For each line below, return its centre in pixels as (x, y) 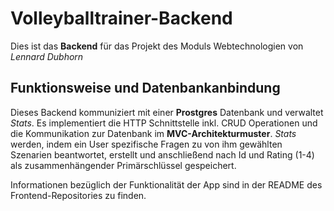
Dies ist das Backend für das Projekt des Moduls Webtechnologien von (157, 46)
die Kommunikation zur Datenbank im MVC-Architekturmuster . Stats (153, 133)
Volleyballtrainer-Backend (121, 18)
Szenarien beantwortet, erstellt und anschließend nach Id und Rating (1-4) (162, 154)
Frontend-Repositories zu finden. (78, 195)
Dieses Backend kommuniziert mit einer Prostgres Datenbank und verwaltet (167, 112)
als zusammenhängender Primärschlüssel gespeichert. (123, 165)
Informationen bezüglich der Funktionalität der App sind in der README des (166, 184)
